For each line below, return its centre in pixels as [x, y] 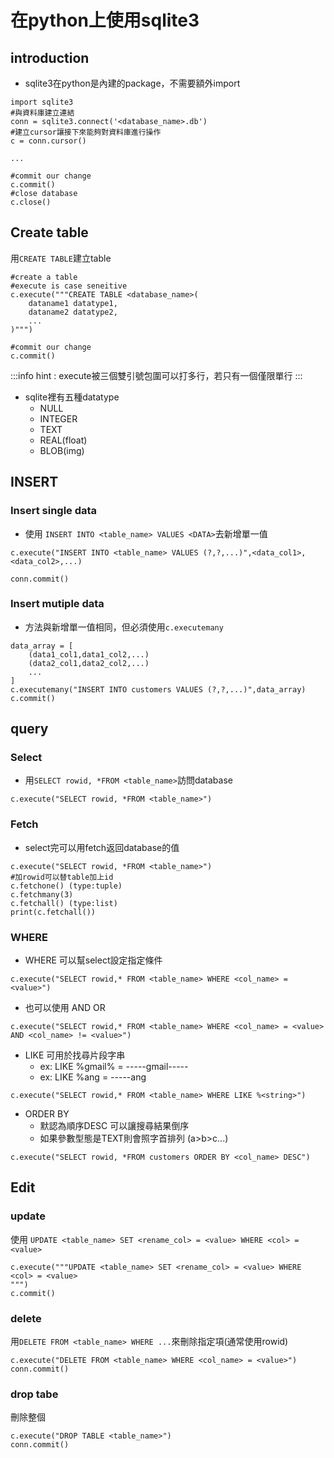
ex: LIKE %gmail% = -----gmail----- [114, 1067]
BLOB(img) [62, 450]
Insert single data [54, 511]
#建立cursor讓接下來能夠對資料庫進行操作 [86, 132]
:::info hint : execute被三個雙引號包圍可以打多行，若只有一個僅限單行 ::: [156, 375]
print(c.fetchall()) [53, 912]
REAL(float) [63, 440]
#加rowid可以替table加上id [62, 877]
